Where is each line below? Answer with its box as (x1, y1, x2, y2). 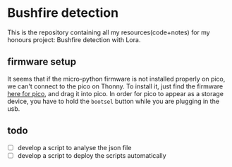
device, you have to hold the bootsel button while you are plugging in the (7, 97, 220, 105)
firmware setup (7, 56, 76, 68)
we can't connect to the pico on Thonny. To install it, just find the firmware (7, 82, 224, 91)
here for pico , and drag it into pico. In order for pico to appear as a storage (7, 89, 224, 98)
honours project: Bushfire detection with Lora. (7, 35, 141, 44)
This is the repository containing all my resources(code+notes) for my (7, 28, 210, 36)
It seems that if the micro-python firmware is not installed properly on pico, (7, 74, 226, 83)
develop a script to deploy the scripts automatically (17, 151, 167, 159)
